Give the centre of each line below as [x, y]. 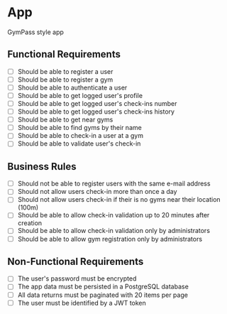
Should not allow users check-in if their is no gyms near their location [119, 200]
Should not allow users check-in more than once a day [97, 192]
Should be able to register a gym [65, 80]
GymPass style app [35, 32]
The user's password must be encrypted [77, 278]
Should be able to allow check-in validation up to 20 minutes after [113, 215]
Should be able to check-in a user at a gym [81, 136]
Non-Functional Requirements [76, 261]
